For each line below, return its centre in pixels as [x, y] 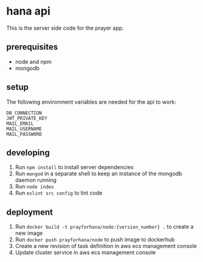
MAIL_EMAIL [20, 123]
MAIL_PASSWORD [24, 134]
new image [29, 233]
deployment [30, 212]
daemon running [36, 180]
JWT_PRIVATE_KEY [27, 118]
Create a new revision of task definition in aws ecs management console [106, 246]
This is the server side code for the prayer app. [65, 28]
